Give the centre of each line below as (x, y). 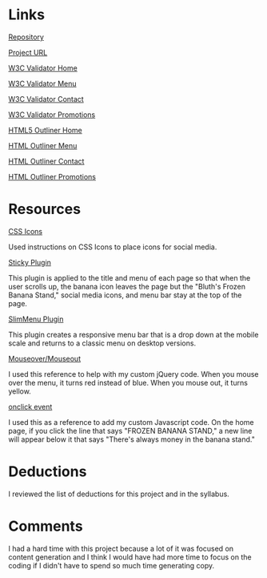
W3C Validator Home (43, 68)
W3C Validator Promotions (52, 115)
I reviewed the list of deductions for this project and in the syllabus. (119, 494)
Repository (26, 37)
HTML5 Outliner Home (45, 130)
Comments (46, 526)
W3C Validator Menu (43, 83)
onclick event (30, 406)
